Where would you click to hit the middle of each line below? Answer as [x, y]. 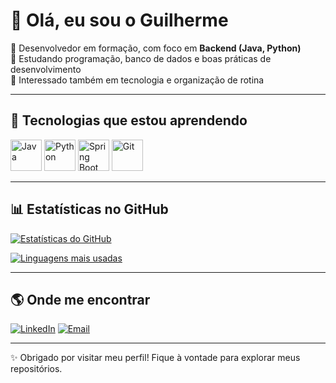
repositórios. [36, 369]
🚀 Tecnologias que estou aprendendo [129, 120]
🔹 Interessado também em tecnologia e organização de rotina [137, 80]
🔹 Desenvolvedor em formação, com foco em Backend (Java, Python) [156, 48]
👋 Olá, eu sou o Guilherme [119, 20]
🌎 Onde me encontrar [80, 299]
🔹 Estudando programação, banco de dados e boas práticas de [141, 58]
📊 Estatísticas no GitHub [89, 209]
